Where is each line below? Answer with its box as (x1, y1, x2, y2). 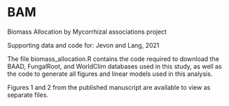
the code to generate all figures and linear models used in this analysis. (7, 69, 213, 78)
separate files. (7, 91, 49, 99)
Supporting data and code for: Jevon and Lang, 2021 (7, 41, 160, 49)
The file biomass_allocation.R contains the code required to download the (7, 54, 219, 63)
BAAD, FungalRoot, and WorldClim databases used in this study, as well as (7, 62, 222, 70)
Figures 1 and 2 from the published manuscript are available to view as (7, 83, 211, 91)
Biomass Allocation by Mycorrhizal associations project (7, 27, 167, 36)
